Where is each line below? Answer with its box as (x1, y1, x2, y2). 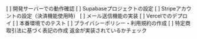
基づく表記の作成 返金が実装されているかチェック (26, 27, 147, 34)
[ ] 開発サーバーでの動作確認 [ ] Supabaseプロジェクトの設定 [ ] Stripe (6, 5, 176, 12)
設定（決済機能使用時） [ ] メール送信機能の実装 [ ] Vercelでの (21, 12, 172, 19)
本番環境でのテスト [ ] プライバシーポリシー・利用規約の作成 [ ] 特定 (19, 20, 186, 26)
